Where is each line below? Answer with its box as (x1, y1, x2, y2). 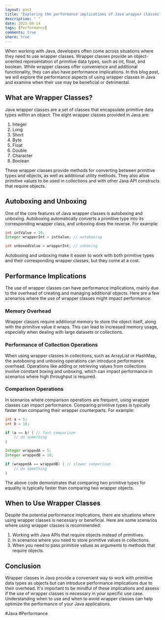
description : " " (5, 16, 41, 21)
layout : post (5, 7, 32, 12)
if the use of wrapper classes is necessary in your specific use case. (5, 591, 144, 596)
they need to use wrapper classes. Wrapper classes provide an (5, 53, 133, 59)
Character (12, 153, 33, 159)
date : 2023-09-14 (5, 21, 41, 26)
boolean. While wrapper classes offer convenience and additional (5, 63, 138, 69)
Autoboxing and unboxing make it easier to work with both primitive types (5, 252, 155, 258)
